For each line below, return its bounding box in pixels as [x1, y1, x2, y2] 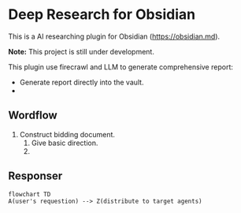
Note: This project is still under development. [8, 47, 155, 56]
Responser [8, 170, 63, 183]
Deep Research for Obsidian [8, 6, 195, 24]
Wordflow [8, 109, 57, 122]
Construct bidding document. [19, 129, 116, 139]
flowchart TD [8, 190, 51, 198]
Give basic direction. [31, 138, 98, 148]
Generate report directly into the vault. [19, 77, 144, 87]
